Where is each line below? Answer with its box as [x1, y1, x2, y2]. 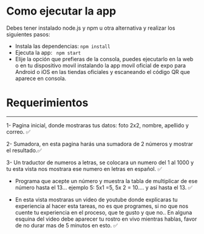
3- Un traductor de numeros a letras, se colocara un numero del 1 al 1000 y [6, 159, 194, 166]
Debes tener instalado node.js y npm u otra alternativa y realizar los [6, 24, 175, 32]
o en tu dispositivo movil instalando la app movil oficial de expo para [15, 62, 186, 69]
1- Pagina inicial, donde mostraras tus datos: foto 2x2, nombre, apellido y [6, 121, 189, 129]
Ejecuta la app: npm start [15, 48, 81, 56]
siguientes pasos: [6, 30, 50, 38]
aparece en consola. [15, 75, 67, 82]
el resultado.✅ [6, 147, 42, 154]
